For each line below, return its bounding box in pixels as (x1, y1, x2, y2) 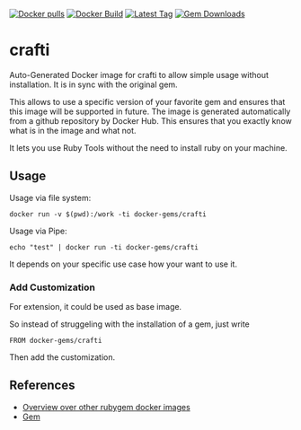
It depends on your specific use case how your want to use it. (9, 259, 238, 269)
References (9, 378, 75, 393)
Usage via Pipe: (9, 225, 67, 236)
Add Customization (9, 281, 96, 294)
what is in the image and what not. (9, 125, 137, 136)
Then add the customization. (9, 352, 116, 363)
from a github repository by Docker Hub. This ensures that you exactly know (9, 115, 292, 126)
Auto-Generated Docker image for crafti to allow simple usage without (9, 69, 270, 80)
